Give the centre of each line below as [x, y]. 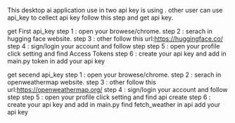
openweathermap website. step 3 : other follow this [82, 82]
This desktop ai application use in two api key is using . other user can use [115, 10]
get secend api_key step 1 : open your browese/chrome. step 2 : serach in [114, 75]
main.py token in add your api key [56, 61]
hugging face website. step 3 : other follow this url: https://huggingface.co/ [115, 39]
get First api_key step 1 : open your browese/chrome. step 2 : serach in [110, 31]
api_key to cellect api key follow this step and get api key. [90, 18]
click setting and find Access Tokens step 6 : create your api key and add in [117, 53]
